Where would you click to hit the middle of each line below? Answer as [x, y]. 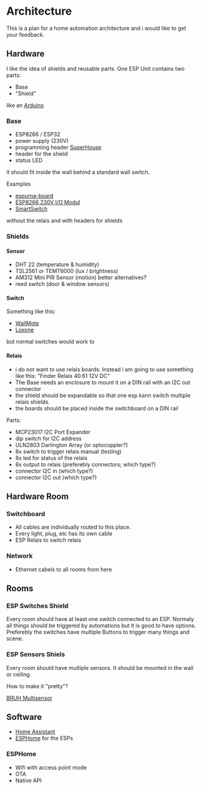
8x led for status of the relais [51, 458]
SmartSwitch [31, 209]
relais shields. [32, 402]
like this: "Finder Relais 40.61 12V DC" [63, 376]
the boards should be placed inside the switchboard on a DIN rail [97, 408]
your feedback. [25, 34]
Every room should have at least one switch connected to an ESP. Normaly [100, 619]
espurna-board [34, 196]
